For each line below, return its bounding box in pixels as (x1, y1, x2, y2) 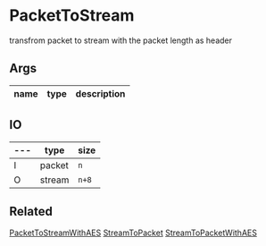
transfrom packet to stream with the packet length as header (9, 35, 233, 46)
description (75, 87, 126, 99)
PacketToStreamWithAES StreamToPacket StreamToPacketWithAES (9, 227, 257, 238)
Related (9, 203, 54, 219)
